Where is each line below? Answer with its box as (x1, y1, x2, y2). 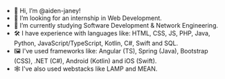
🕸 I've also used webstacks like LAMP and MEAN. (13, 64, 158, 73)
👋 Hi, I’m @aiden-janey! (13, 7, 81, 15)
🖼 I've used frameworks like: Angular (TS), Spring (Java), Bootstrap (13, 47, 208, 55)
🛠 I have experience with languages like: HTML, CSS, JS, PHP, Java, (13, 29, 210, 37)
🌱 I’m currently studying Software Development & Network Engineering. (13, 21, 219, 29)
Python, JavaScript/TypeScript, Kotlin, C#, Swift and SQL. (13, 39, 179, 47)
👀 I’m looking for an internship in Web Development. (13, 14, 163, 22)
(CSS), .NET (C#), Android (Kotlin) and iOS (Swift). (13, 57, 157, 65)
